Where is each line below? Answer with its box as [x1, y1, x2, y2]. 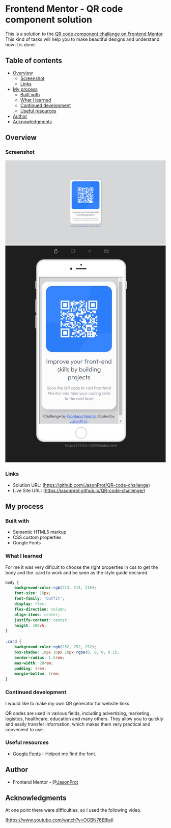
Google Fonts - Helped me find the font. [12, 751, 97, 757]
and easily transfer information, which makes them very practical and [5, 721, 151, 727]
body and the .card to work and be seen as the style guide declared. [5, 569, 149, 575]
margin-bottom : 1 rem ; [14, 671, 60, 676]
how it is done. [5, 41, 36, 47]
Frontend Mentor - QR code [5, 3, 123, 15]
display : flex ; [14, 601, 47, 606]
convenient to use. [5, 726, 44, 732]
